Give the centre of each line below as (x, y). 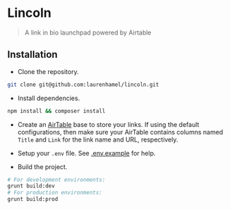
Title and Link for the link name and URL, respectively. (98, 140)
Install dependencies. (49, 98)
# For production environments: (55, 193)
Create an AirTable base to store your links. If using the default (108, 124)
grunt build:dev (31, 186)
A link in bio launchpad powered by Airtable (88, 32)
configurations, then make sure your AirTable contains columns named (120, 132)
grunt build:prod (33, 199)
